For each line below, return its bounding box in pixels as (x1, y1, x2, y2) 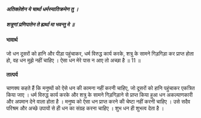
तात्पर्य (6, 71, 18, 78)
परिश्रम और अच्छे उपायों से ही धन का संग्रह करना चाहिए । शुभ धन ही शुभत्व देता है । (6, 105, 164, 112)
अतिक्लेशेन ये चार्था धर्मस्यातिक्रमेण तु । (6, 5, 79, 13)
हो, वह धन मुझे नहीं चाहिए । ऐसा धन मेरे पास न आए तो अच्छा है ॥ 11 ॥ (6, 56, 141, 63)
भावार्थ (6, 37, 18, 44)
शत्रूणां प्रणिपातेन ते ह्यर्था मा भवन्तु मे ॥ (6, 20, 75, 28)
